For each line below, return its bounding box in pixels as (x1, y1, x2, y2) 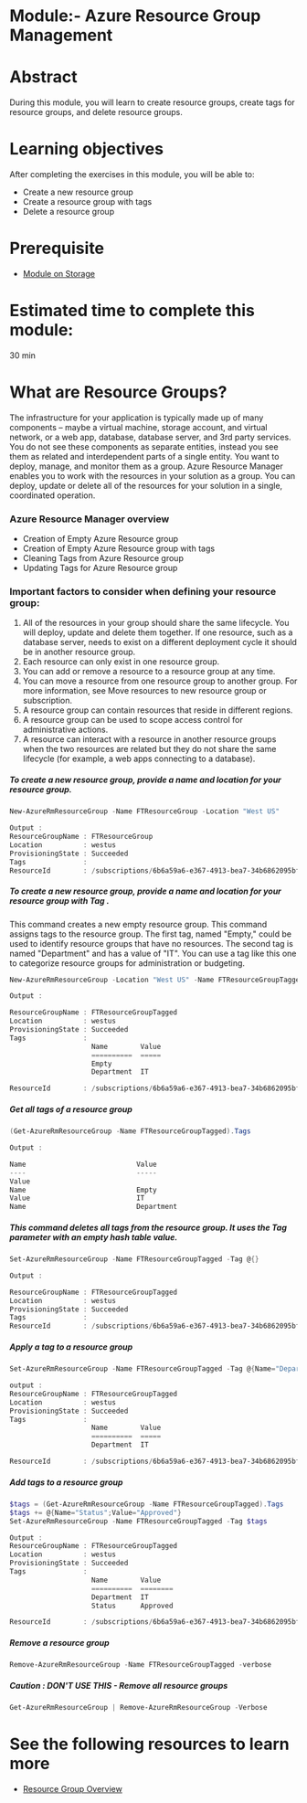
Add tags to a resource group (9, 1477, 123, 1488)
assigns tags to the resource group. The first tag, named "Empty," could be (9, 928, 292, 939)
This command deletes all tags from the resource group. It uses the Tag (9, 1222, 288, 1233)
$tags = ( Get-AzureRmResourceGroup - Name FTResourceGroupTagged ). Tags (9, 1500, 284, 1509)
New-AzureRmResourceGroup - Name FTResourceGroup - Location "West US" (9, 807, 281, 816)
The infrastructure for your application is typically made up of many (9, 412, 264, 423)
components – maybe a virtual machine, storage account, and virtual (9, 421, 268, 432)
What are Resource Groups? (9, 382, 228, 403)
